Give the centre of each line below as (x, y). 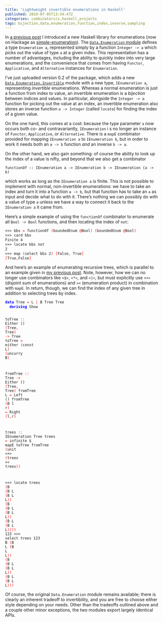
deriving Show (24, 307)
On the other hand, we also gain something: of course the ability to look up (80, 154)
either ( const (20, 345)
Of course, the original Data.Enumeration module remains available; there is (81, 595)
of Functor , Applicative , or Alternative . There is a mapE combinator (73, 134)
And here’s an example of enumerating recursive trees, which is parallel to (80, 267)
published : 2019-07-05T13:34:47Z (39, 14)
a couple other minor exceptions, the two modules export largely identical (79, 610)
